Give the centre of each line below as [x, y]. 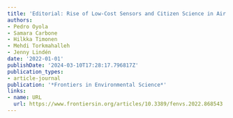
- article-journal [34, 78]
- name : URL [24, 98]
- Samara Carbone [32, 33]
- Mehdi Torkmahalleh [39, 46]
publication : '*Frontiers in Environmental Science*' [87, 85]
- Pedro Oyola [28, 26]
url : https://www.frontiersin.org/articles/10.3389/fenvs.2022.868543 [118, 104]
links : [17, 91]
